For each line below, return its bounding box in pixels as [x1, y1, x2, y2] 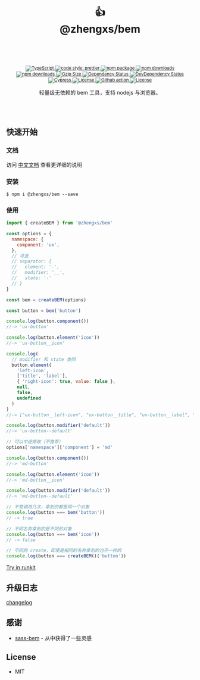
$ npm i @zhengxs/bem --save [6, 191, 79, 197]
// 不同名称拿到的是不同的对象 [6, 526, 73, 532]
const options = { [6, 231, 52, 237]
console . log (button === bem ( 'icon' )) [6, 531, 100, 537]
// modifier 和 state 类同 [11, 356, 76, 363]
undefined [17, 395, 42, 401]
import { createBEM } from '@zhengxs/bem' [6, 220, 113, 226]
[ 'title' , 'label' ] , [17, 373, 68, 379]
